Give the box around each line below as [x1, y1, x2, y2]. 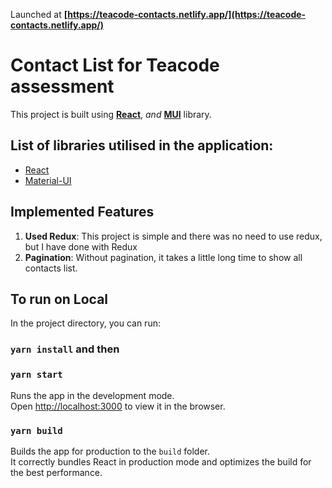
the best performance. [10, 466, 103, 478]
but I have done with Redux [24, 240, 138, 253]
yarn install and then [10, 342, 120, 356]
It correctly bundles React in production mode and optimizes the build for [10, 455, 312, 468]
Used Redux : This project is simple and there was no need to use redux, [24, 230, 323, 242]
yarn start [10, 369, 63, 381]
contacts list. [24, 262, 78, 274]
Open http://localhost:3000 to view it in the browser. [10, 400, 226, 412]
